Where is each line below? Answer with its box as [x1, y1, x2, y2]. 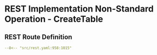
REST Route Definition [4, 33, 72, 41]
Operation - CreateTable [4, 14, 103, 25]
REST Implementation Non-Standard [4, 3, 154, 14]
